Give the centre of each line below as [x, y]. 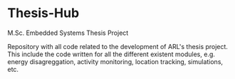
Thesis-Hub [43, 13]
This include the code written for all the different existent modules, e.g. [111, 54]
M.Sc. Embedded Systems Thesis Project [68, 33]
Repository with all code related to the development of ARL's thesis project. [117, 46]
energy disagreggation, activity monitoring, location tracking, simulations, [115, 61]
